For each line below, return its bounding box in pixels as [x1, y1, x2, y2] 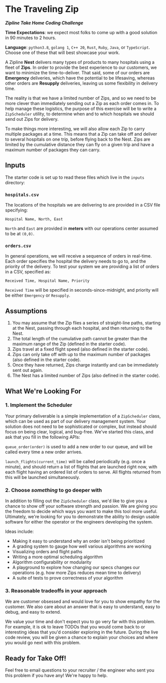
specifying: [5, 207, 28, 213]
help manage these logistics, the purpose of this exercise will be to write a [5, 105, 157, 111]
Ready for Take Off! [5, 654, 66, 662]
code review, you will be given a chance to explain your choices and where [5, 634, 158, 640]
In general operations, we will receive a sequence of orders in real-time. [5, 253, 152, 259]
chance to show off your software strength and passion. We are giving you [5, 503, 158, 509]
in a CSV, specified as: [5, 269, 51, 275]
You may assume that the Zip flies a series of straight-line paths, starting [12, 320, 161, 326]
